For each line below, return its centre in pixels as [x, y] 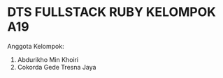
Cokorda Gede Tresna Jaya [57, 67]
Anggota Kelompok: [36, 46]
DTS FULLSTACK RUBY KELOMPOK [112, 12]
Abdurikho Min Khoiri [48, 59]
